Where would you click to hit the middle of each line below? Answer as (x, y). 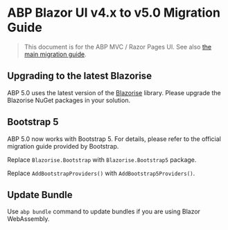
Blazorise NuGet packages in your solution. (69, 100)
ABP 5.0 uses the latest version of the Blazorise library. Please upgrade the (114, 92)
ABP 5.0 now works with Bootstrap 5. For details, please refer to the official (114, 139)
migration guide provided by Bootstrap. (63, 146)
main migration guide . (55, 54)
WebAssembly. (28, 219)
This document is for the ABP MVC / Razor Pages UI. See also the (118, 47)
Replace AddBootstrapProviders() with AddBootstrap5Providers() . (101, 173)
